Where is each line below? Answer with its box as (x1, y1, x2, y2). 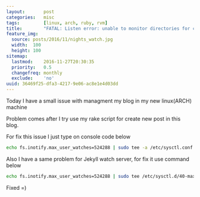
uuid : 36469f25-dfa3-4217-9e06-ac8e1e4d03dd (6, 81, 118, 87)
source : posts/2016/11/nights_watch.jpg (11, 36, 113, 42)
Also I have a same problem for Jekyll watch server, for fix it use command (6, 155, 189, 162)
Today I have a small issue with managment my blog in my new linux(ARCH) (6, 97, 192, 104)
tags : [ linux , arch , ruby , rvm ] (6, 20, 108, 26)
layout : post (6, 8, 55, 15)
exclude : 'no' (11, 75, 55, 81)
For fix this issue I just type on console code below (6, 133, 131, 140)
